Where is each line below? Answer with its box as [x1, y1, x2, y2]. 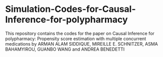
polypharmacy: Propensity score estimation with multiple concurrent [5, 36, 146, 42]
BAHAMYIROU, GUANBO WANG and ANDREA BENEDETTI [5, 46, 125, 52]
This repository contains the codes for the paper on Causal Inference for [5, 30, 155, 36]
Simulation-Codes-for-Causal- [5, 3, 136, 15]
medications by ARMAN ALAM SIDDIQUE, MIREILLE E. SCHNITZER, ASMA [5, 41, 158, 47]
